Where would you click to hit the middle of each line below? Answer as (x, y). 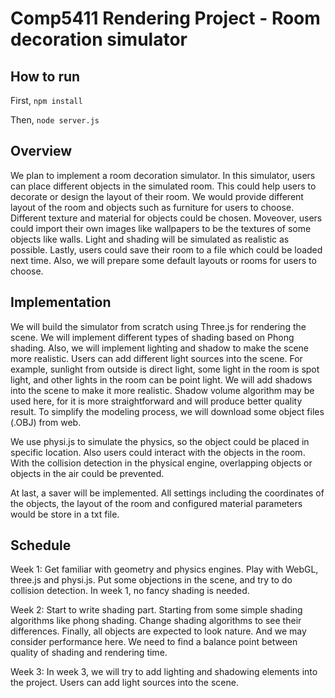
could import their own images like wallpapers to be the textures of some (161, 228)
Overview (41, 151)
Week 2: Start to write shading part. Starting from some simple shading (156, 610)
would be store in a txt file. (65, 514)
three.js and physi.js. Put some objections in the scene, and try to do (151, 580)
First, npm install (46, 100)
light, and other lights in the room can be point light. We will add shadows (161, 379)
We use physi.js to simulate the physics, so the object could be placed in (160, 441)
